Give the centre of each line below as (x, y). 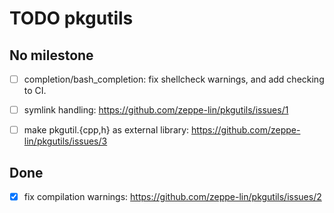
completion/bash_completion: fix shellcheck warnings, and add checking (174, 79)
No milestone (51, 55)
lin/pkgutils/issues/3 (65, 141)
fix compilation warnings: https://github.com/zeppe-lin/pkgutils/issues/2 (172, 196)
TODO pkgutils (71, 18)
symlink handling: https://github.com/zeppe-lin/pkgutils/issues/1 (156, 110)
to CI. (35, 91)
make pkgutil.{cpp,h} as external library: (106, 130)
